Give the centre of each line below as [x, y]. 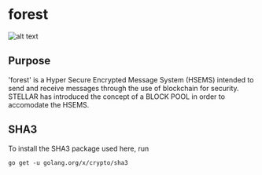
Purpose [30, 61]
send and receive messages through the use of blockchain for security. [124, 88]
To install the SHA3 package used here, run [79, 148]
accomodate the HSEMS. [49, 104]
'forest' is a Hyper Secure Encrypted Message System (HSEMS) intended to [131, 79]
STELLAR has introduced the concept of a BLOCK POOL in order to [117, 97]
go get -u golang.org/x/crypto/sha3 [68, 162]
